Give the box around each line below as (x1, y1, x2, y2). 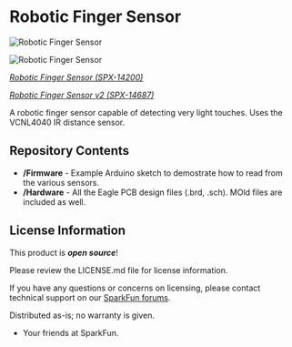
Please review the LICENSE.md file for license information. (9, 264, 228, 275)
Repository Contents (9, 143, 130, 158)
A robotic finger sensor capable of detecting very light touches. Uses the (9, 107, 284, 117)
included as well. (22, 196, 86, 207)
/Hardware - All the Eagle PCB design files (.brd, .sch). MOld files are (22, 187, 283, 198)
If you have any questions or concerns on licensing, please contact (9, 282, 261, 293)
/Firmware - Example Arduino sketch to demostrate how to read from (22, 167, 284, 179)
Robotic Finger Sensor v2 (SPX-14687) (9, 89, 155, 100)
